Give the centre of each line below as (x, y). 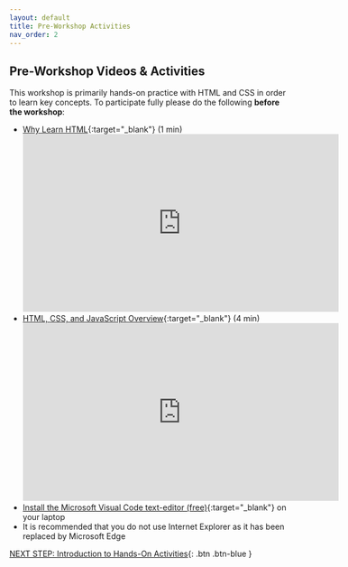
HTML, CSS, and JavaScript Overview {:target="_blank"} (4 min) (141, 319)
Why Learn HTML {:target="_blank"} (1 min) (102, 130)
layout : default (40, 18)
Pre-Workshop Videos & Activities (107, 71)
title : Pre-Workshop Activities (70, 26)
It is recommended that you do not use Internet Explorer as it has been (153, 527)
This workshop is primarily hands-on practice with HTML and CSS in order (148, 93)
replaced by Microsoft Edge (74, 536)
